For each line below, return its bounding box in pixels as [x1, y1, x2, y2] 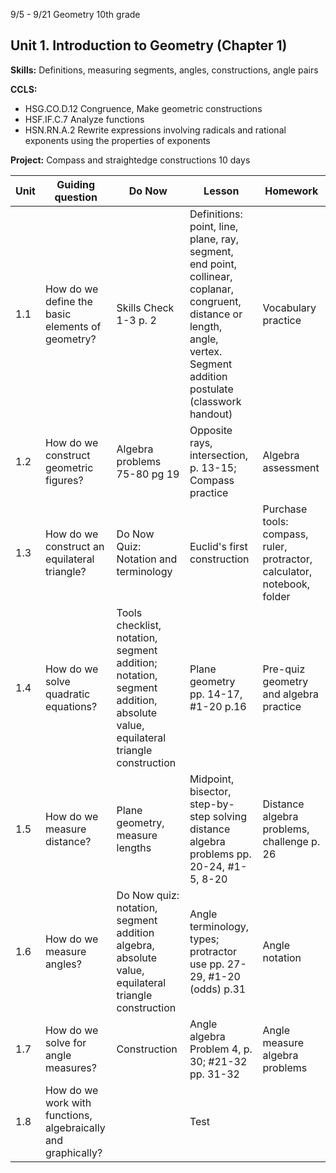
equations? [44, 699, 98, 713]
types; [189, 932, 220, 946]
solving [212, 809, 247, 823]
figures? [44, 473, 84, 487]
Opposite [189, 423, 233, 437]
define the [44, 294, 93, 308]
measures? [44, 1060, 97, 1074]
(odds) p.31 [189, 982, 247, 996]
